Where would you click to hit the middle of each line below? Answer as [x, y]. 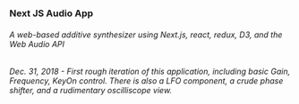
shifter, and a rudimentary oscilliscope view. [91, 91]
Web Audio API [37, 44]
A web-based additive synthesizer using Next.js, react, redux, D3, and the [146, 35]
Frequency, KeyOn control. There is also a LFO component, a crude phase [146, 81]
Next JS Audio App [51, 13]
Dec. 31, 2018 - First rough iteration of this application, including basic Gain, [150, 72]
